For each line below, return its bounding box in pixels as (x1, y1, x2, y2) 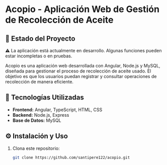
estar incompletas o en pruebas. (5, 53, 72, 59)
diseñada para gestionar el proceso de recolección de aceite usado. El (5, 68, 151, 74)
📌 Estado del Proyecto (5, 34, 75, 43)
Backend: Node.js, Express (12, 112, 69, 118)
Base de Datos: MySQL (12, 117, 61, 123)
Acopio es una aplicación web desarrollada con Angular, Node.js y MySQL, (5, 63, 160, 68)
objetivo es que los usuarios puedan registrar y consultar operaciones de (5, 73, 157, 79)
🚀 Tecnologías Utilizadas (5, 93, 84, 102)
